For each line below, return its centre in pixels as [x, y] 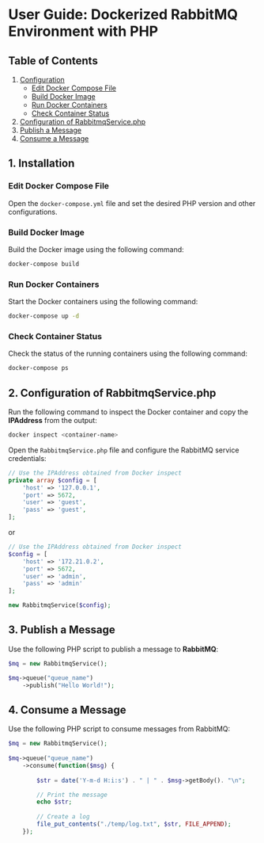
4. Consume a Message [67, 709]
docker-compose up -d [44, 316]
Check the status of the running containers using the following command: [128, 353]
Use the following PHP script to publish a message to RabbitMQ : [113, 649]
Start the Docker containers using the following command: [103, 302]
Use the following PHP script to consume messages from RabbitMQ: [119, 729]
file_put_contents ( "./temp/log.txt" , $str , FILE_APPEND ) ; [134, 824]
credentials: [27, 458]
